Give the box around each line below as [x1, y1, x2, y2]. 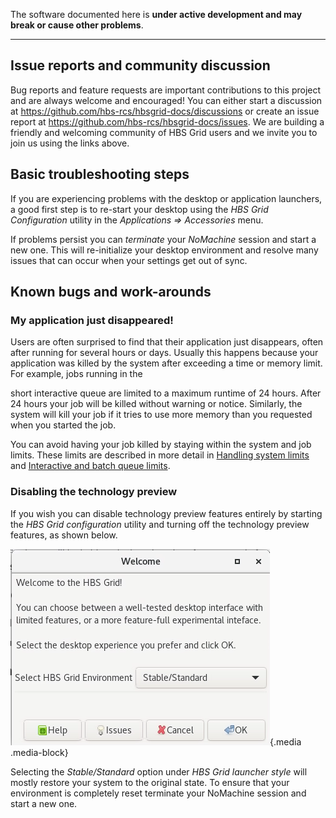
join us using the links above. [10, 137, 130, 149]
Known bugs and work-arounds [10, 284, 212, 301]
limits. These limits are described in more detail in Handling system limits [10, 449, 310, 461]
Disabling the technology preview [10, 485, 178, 499]
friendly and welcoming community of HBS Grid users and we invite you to [10, 126, 318, 138]
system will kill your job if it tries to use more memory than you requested [10, 409, 313, 421]
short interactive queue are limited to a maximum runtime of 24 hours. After [10, 387, 322, 399]
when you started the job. [10, 419, 117, 431]
